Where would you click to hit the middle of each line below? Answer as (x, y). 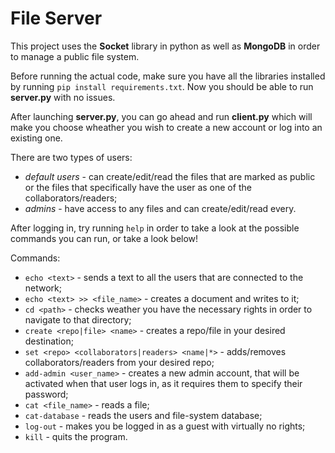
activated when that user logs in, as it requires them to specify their (163, 383)
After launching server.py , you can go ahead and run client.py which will (161, 116)
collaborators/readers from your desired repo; (119, 362)
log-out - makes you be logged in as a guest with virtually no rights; (165, 426)
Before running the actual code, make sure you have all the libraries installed (168, 76)
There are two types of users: (71, 157)
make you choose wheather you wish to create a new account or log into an (166, 127)
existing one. (36, 138)
